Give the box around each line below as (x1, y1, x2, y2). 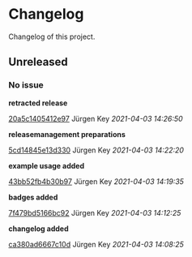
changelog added (8, 224, 69, 233)
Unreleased (8, 55, 69, 69)
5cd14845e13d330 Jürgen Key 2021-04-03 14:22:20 (8, 145, 185, 155)
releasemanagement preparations (8, 129, 126, 139)
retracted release (8, 98, 68, 108)
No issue (8, 79, 45, 91)
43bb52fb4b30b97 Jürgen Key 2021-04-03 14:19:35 (8, 176, 185, 186)
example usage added (8, 161, 85, 170)
